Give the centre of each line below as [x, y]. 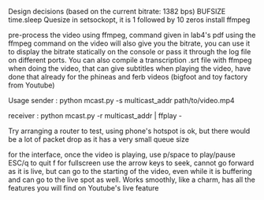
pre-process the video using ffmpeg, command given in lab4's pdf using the [132, 35]
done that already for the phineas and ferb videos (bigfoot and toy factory [128, 77]
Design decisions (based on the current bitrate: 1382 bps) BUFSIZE [117, 11]
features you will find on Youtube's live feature [84, 188]
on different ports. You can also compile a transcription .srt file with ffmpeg [130, 60]
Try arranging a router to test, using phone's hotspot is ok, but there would [129, 131]
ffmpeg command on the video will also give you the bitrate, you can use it [129, 43]
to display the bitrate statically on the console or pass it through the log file [130, 52]
